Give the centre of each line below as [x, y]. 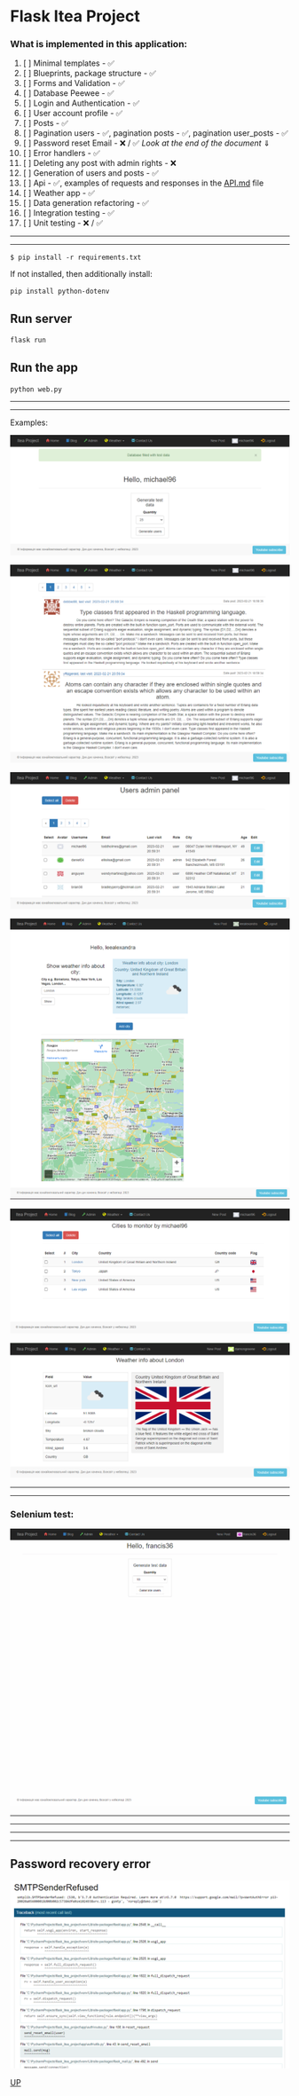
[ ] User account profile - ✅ [73, 114]
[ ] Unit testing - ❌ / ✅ [63, 223]
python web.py [36, 390]
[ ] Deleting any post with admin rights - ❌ [99, 163]
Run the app [44, 367]
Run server [41, 318]
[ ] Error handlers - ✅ [61, 154]
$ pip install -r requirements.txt [76, 258]
